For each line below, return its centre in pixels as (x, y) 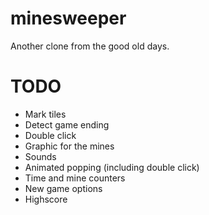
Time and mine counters (75, 178)
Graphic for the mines (69, 146)
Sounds (40, 156)
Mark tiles (45, 114)
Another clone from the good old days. (90, 46)
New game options (63, 188)
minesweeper (68, 18)
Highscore (46, 199)
